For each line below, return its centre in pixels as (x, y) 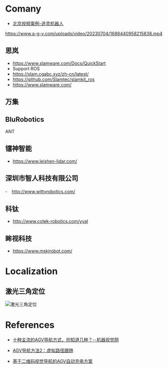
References (30, 325)
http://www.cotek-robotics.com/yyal (50, 221)
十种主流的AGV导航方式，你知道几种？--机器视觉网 (66, 340)
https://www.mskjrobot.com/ (42, 251)
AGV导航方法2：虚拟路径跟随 (43, 351)
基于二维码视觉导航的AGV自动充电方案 (52, 361)
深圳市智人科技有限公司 (42, 178)
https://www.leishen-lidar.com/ (45, 161)
